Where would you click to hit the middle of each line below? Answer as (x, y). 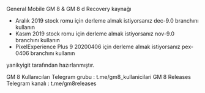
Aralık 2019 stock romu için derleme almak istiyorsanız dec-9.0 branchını (107, 20)
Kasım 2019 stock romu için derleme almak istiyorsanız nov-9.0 (95, 34)
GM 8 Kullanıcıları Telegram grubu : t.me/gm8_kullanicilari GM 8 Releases (99, 77)
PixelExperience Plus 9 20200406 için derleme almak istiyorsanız (98, 46)
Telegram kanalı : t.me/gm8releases (51, 83)
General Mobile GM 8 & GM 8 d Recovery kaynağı (69, 9)
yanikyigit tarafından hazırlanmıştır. (50, 65)
